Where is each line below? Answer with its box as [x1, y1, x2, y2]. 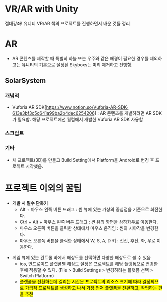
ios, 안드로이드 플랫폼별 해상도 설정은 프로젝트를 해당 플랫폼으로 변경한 [19, 261, 158, 267]
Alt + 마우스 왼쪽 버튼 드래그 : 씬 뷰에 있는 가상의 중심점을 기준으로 [19, 206, 149, 212]
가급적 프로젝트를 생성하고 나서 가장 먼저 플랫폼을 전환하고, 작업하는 [25, 285, 157, 291]
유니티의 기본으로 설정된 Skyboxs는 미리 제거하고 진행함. [21, 61, 133, 68]
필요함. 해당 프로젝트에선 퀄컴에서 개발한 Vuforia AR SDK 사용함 [17, 116, 143, 122]
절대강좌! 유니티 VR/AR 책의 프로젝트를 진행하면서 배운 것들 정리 [5, 20, 130, 26]
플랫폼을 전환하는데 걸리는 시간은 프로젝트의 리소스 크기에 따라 [19, 278, 141, 284]
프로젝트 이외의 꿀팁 [5, 182, 82, 194]
